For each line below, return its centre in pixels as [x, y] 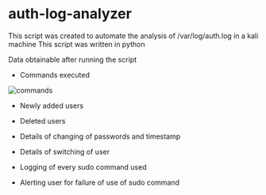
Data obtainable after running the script [73, 59]
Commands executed [54, 75]
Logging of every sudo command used [83, 166]
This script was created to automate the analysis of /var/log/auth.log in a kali [133, 36]
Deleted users [42, 120]
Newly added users [52, 105]
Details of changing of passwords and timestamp [100, 136]
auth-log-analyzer [70, 14]
